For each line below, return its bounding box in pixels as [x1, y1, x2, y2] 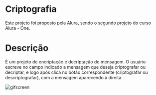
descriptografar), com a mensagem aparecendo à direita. [5, 74, 123, 80]
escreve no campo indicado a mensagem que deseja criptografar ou [5, 64, 146, 70]
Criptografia [5, 3, 57, 15]
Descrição [5, 43, 49, 54]
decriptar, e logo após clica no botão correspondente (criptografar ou [5, 69, 148, 75]
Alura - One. [5, 25, 30, 31]
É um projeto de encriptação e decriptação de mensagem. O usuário [5, 58, 146, 65]
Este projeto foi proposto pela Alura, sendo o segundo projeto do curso [5, 20, 151, 26]
